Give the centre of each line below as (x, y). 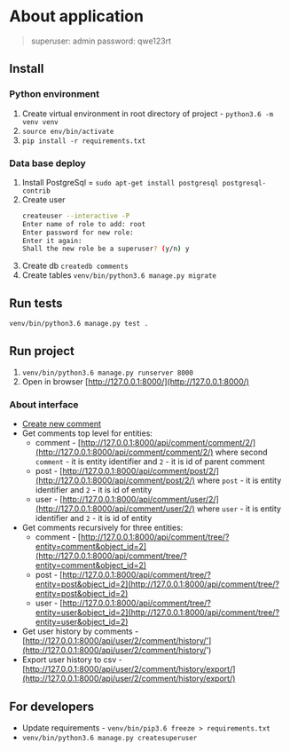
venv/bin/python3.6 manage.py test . (79, 324)
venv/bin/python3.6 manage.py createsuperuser (110, 739)
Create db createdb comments (75, 266)
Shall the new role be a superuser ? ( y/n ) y (106, 249)
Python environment (55, 94)
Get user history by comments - (80, 631)
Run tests (36, 303)
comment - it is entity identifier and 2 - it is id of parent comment (150, 462)
